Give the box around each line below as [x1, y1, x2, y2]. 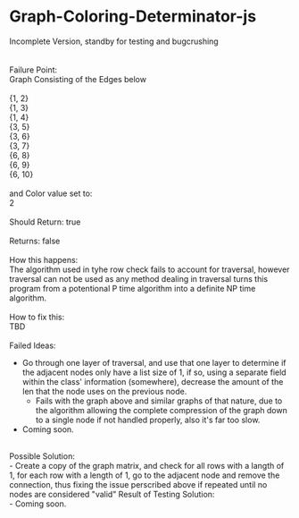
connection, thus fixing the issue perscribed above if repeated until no [9, 479, 268, 489]
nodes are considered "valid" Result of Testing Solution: [9, 488, 215, 499]
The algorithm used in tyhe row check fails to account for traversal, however [9, 264, 290, 275]
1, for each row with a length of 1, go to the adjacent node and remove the [9, 470, 280, 480]
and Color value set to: [9, 188, 93, 199]
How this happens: [9, 254, 79, 265]
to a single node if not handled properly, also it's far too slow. [35, 414, 261, 425]
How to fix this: [9, 311, 65, 322]
